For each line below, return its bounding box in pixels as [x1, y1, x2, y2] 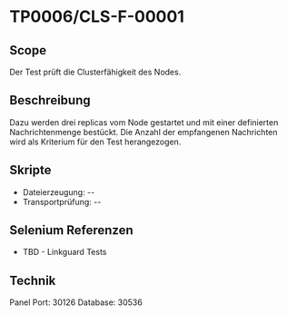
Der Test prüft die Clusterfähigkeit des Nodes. [9, 66, 182, 77]
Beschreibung [9, 93, 91, 108]
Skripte [9, 162, 52, 178]
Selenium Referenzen [9, 222, 134, 238]
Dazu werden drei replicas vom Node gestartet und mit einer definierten [9, 116, 279, 128]
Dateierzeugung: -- [22, 186, 95, 197]
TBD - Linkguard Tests [22, 247, 107, 258]
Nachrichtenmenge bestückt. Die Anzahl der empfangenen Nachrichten [9, 126, 279, 137]
